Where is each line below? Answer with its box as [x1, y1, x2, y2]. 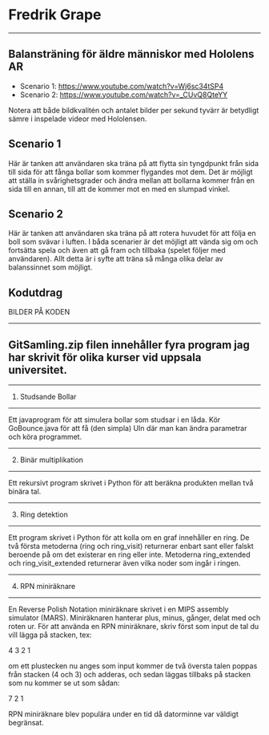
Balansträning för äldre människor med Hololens [8, 47, 255, 61]
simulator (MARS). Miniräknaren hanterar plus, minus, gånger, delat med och [8, 613, 261, 623]
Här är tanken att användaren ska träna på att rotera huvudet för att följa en [8, 229, 256, 238]
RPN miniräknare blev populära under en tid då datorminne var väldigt [8, 709, 239, 719]
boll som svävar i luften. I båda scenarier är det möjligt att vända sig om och [8, 237, 259, 246]
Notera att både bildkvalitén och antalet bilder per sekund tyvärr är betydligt [8, 105, 259, 115]
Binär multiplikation [19, 455, 84, 465]
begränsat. [8, 718, 44, 727]
